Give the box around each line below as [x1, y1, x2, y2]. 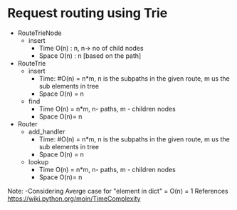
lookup [28, 157, 49, 166]
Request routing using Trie [7, 5, 168, 21]
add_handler [28, 127, 65, 136]
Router [17, 119, 38, 128]
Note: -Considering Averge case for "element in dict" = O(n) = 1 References [7, 186, 228, 195]
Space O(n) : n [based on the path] [38, 51, 142, 60]
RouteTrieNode [17, 29, 62, 37]
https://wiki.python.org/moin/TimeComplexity [7, 194, 141, 203]
